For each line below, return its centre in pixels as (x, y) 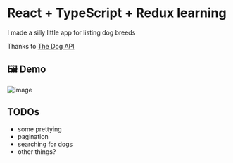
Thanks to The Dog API (41, 46)
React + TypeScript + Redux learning (117, 13)
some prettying (39, 129)
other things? (37, 151)
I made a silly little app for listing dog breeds (71, 32)
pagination (33, 136)
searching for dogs (45, 144)
